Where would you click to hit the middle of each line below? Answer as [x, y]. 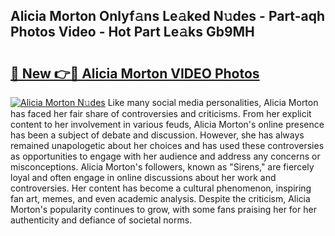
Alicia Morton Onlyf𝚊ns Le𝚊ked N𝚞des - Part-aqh [168, 16]
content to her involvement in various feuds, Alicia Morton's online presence [167, 124]
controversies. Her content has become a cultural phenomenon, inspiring [161, 188]
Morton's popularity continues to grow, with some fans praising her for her [163, 209]
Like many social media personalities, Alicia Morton [213, 102]
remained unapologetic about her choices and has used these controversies [167, 145]
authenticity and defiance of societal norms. [101, 220]
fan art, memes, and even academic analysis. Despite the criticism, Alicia [160, 198]
